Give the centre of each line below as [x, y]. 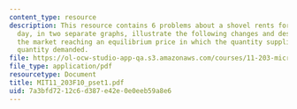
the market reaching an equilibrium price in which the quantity [140, 42]
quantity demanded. [53, 50]
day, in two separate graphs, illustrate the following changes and [146, 33]
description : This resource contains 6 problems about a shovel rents [142, 25]
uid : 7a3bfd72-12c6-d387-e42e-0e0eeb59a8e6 [91, 91]
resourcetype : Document [53, 75]
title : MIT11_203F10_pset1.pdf [67, 83]
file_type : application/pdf [61, 67]
